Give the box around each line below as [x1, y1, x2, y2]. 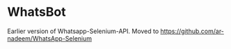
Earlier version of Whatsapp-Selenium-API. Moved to [7, 27, 159, 35]
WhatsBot [7, 4, 66, 20]
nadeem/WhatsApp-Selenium [7, 34, 93, 42]
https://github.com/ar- [160, 27, 225, 35]
